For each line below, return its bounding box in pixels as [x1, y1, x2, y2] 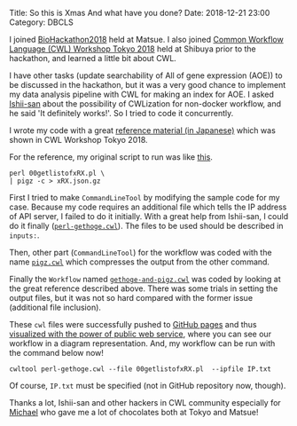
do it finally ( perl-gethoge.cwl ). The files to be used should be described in [9, 221, 284, 231]
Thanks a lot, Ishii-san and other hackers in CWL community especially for [9, 398, 281, 407]
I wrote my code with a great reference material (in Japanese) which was [9, 125, 277, 136]
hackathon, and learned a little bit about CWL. [9, 53, 177, 63]
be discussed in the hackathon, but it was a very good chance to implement [9, 80, 286, 90]
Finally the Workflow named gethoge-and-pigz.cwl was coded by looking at [9, 274, 281, 284]
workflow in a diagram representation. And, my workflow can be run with [9, 338, 276, 349]
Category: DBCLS [9, 17, 74, 28]
